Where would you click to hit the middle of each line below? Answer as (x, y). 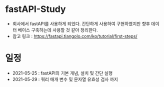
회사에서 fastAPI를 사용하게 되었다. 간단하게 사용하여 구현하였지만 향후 (81, 23)
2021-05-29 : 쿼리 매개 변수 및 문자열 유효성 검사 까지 (65, 79)
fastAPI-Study (35, 9)
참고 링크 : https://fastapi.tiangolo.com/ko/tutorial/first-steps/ (75, 36)
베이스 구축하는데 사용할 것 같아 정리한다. (58, 30)
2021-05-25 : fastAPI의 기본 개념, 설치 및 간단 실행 (62, 73)
